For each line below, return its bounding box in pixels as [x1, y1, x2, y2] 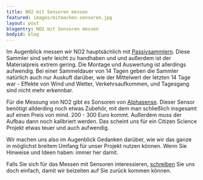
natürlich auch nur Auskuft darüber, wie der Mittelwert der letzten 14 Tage [6, 74, 191, 81]
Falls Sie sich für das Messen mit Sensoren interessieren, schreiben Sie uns [6, 161, 195, 168]
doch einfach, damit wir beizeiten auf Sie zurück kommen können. [6, 167, 171, 175]
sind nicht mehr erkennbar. [6, 87, 74, 94]
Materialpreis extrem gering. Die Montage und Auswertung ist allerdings [6, 61, 187, 68]
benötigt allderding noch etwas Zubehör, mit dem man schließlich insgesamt [6, 105, 197, 112]
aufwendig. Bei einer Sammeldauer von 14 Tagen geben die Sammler [6, 67, 179, 75]
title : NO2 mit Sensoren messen [6, 8, 88, 15]
